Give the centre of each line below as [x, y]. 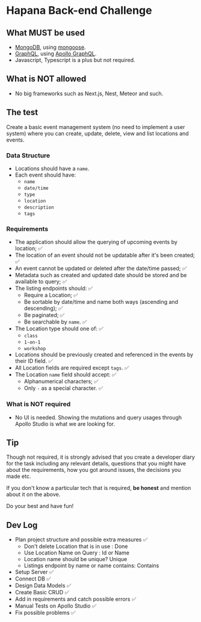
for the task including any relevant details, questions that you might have [96, 463]
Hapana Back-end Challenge [79, 11]
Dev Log [22, 525]
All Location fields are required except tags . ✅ [72, 368]
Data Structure [28, 155]
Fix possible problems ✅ [45, 613]
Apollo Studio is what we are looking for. [65, 424]
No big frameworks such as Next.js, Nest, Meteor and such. [89, 93]
